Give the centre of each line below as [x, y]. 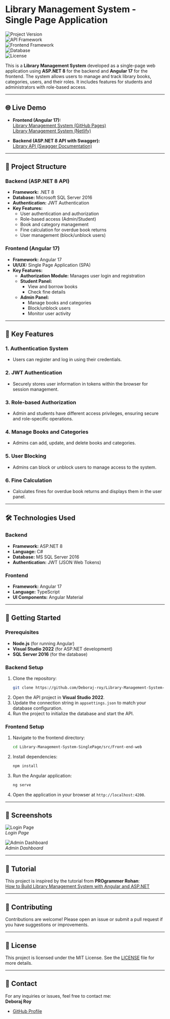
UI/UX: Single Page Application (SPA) [52, 265]
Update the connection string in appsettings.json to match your [79, 702]
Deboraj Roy [18, 1001]
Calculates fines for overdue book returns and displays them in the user [87, 491]
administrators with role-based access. [46, 87]
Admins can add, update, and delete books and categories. [74, 443]
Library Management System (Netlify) [52, 131]
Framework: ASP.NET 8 [38, 546]
